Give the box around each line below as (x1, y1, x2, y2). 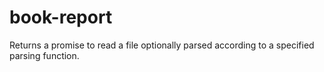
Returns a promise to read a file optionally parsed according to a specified (9, 39, 315, 51)
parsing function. (9, 49, 80, 61)
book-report (9, 6, 113, 29)
